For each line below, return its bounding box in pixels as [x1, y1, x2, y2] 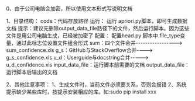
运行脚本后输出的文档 [6, 69, 57, 75]
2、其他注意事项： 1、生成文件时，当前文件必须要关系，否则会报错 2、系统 [6, 81, 187, 88]
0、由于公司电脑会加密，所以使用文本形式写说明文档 [6, 5, 133, 12]
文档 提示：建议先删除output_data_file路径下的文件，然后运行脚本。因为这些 [6, 25, 190, 32]
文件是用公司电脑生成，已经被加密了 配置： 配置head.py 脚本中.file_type [6, 32, 180, 39]
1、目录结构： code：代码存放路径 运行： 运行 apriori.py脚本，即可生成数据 [6, 18, 188, 25]
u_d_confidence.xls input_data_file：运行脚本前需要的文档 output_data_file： [6, 61, 190, 68]
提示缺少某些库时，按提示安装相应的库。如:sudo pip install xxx [6, 88, 157, 95]
